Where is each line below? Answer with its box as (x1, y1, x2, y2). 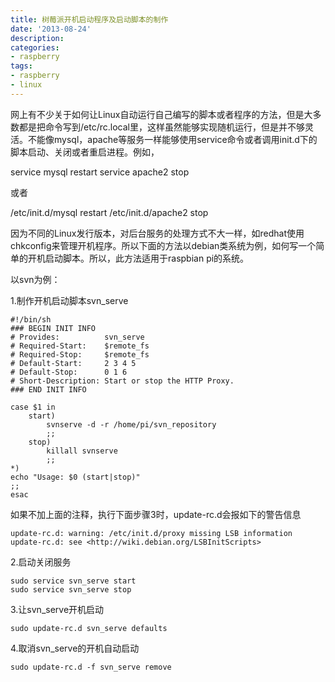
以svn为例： (10, 273, 61, 285)
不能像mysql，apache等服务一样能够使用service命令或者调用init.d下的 (27, 133, 318, 145)
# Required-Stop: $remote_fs (10, 349, 150, 360)
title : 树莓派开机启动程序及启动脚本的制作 (10, 14, 169, 25)
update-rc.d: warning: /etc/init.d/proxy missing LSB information (10, 528, 293, 538)
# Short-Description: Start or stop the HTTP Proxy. (10, 376, 235, 386)
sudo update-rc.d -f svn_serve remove (10, 662, 172, 672)
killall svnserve (46, 446, 118, 456)
